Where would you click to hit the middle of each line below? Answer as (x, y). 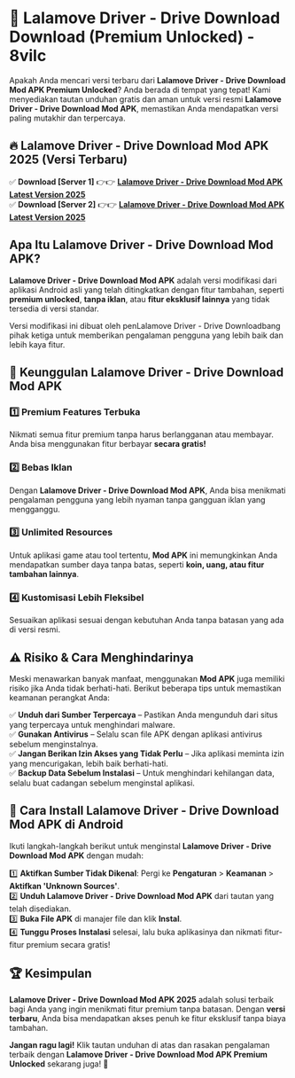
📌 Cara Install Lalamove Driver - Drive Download (144, 811)
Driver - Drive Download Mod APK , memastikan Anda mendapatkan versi (144, 108)
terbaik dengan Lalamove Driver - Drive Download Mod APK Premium (139, 1054)
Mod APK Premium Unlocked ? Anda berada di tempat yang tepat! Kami (140, 90)
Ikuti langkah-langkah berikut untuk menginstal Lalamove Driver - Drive (140, 846)
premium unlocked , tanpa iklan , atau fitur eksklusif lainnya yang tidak (140, 299)
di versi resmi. (35, 629)
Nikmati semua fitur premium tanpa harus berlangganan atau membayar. (142, 434)
